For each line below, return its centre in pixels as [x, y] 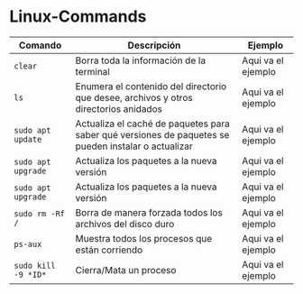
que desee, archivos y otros [134, 97]
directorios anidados [119, 108]
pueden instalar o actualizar [134, 146]
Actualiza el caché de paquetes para [152, 124]
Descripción [154, 45]
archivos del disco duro [125, 224]
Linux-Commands [78, 17]
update [28, 139]
